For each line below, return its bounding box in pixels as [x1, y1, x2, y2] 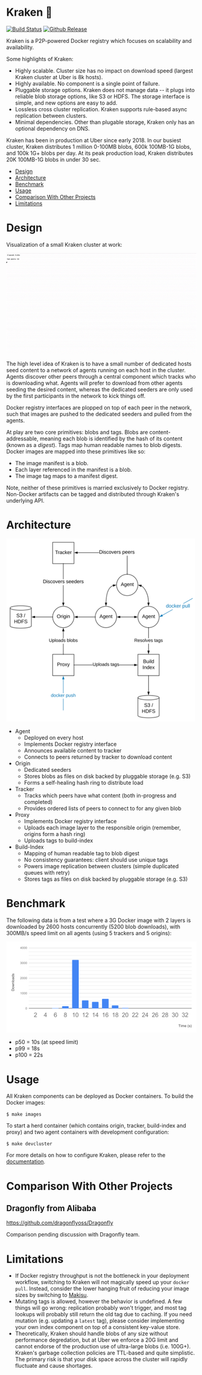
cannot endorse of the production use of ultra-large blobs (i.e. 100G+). [14, 1343, 191, 1350]
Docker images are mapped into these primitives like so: [6, 448, 146, 455]
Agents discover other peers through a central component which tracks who [6, 373, 196, 380]
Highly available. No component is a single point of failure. [14, 80, 160, 87]
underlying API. [6, 497, 45, 504]
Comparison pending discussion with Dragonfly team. [6, 1231, 140, 1238]
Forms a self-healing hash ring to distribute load [24, 779, 144, 786]
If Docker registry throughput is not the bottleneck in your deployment [14, 1272, 189, 1279]
